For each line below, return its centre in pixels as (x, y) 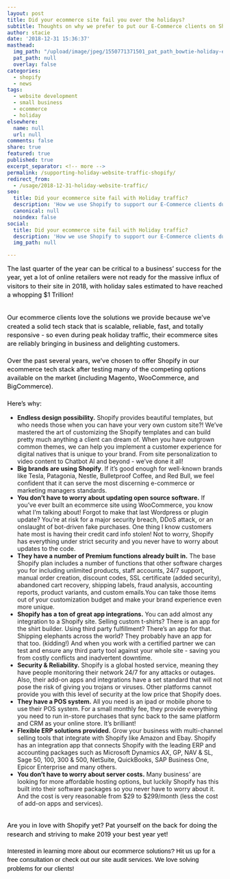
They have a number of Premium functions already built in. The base (116, 556)
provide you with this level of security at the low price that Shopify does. (119, 694)
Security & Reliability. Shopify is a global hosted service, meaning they (118, 665)
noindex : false (35, 217)
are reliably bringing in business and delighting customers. (93, 344)
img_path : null (35, 243)
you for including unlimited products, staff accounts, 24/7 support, (111, 571)
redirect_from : (29, 179)
